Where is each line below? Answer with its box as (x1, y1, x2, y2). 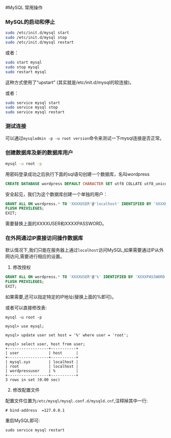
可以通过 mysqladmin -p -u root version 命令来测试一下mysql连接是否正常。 (5, 135, 164, 141)
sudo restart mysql (5, 69, 47, 74)
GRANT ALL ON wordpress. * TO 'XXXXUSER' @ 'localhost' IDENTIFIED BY (5, 201, 152, 207)
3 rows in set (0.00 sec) (5, 377, 60, 382)
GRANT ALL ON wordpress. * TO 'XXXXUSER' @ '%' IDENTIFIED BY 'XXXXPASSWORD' (5, 274, 167, 279)
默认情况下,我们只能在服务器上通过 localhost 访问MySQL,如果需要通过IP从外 (5, 247, 164, 253)
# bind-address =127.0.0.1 (5, 408, 65, 413)
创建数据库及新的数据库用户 (5, 149, 73, 157)
